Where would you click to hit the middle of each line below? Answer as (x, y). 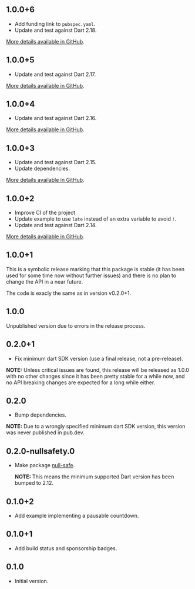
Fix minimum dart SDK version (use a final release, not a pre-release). (99, 358)
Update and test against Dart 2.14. (56, 225)
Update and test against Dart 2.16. (56, 118)
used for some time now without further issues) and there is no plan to (91, 275)
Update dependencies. (42, 169)
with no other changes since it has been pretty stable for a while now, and (95, 376)
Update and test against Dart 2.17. (55, 74)
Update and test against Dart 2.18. (56, 30)
